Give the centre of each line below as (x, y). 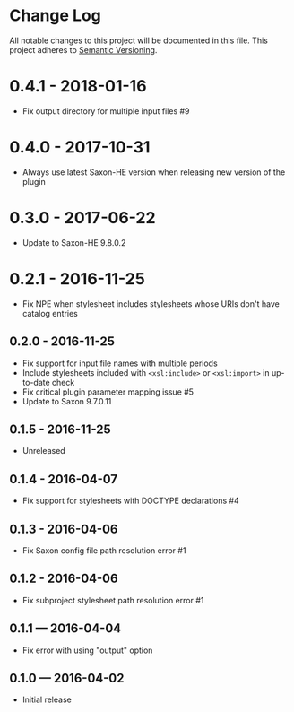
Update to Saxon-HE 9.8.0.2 (74, 242)
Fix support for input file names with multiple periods (120, 363)
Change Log (55, 16)
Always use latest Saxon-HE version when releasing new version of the (154, 172)
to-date (36, 382)
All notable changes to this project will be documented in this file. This (139, 40)
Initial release (47, 699)
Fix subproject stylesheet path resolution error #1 (113, 600)
